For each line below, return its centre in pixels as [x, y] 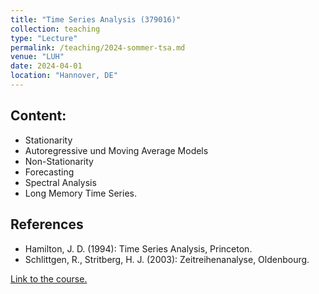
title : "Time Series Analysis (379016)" [96, 19]
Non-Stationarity [59, 161]
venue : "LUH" [37, 57]
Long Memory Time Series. [80, 193]
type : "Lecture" [44, 38]
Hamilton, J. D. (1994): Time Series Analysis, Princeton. [138, 248]
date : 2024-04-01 [46, 66]
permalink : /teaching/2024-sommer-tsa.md [98, 47]
